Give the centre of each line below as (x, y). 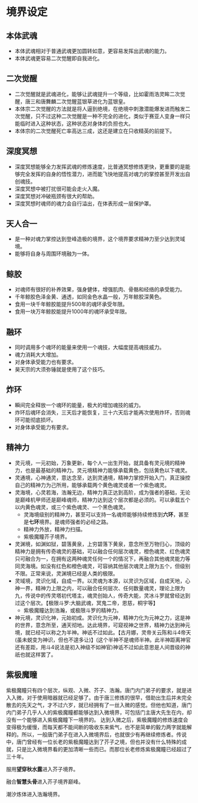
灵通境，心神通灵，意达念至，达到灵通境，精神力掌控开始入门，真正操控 (102, 478)
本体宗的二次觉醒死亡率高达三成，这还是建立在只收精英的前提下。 (95, 131)
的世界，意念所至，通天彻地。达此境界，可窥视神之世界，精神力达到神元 (102, 625)
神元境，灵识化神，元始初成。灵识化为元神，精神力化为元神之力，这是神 (102, 617)
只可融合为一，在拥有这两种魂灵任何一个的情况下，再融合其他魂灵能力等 (102, 558)
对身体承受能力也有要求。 (46, 362)
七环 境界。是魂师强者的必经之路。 (70, 522)
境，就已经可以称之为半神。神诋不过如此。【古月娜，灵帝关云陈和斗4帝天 (103, 632)
